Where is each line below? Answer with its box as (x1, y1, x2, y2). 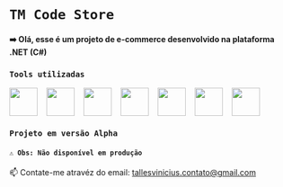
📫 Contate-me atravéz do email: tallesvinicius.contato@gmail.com (9, 167, 256, 178)
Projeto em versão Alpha (9, 129, 119, 138)
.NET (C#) (9, 47, 48, 58)
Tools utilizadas (9, 69, 85, 79)
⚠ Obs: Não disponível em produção (9, 148, 143, 157)
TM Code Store (9, 6, 115, 23)
